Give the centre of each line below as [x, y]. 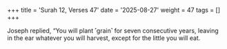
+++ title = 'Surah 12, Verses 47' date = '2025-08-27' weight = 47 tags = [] [114, 10]
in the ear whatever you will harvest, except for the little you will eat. [104, 38]
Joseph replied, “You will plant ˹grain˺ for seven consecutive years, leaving [113, 31]
